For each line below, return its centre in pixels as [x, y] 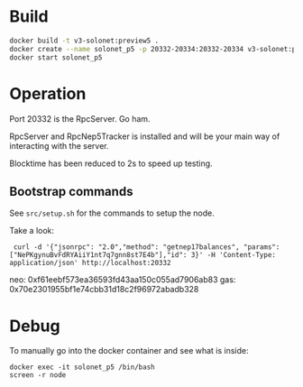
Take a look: [32, 231]
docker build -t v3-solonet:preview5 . [84, 41]
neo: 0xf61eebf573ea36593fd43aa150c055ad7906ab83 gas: [123, 280]
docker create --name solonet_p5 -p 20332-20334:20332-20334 [127, 49]
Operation [48, 93]
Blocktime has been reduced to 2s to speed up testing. [111, 163]
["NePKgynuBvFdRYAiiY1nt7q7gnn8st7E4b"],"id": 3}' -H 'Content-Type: [143, 255]
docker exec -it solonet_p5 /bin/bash [82, 367]
